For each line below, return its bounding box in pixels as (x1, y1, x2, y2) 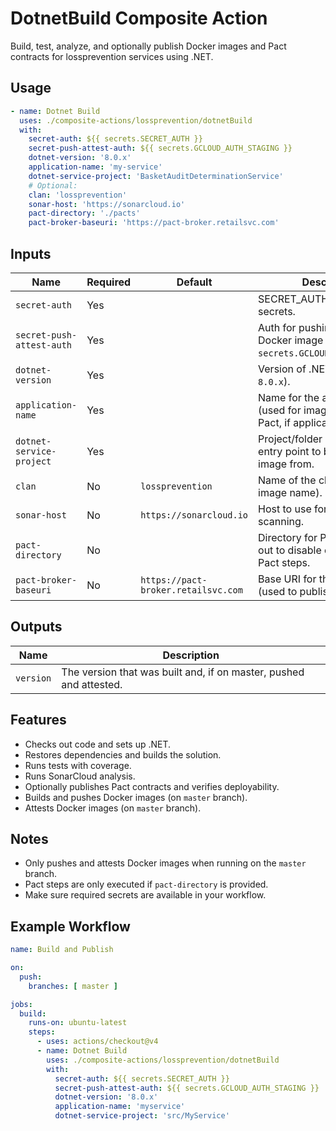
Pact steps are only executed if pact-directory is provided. (24, 878, 269, 891)
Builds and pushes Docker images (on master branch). (24, 791, 248, 803)
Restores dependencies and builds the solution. (24, 748, 222, 761)
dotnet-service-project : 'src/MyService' (54, 1111, 230, 1121)
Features (10, 712, 67, 729)
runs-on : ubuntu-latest (28, 1018, 128, 1028)
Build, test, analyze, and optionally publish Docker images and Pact (10, 40, 287, 52)
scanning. (258, 514, 305, 528)
